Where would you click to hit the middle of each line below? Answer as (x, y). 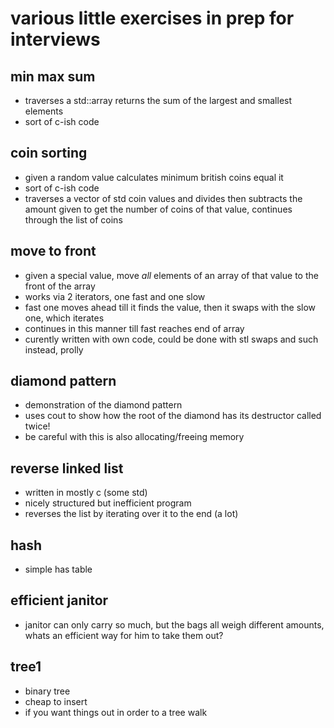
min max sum (53, 76)
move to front (53, 251)
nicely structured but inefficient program (108, 503)
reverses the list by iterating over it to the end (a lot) (131, 514)
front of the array (60, 286)
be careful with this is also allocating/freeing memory (134, 437)
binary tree (47, 691)
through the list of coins (73, 219)
